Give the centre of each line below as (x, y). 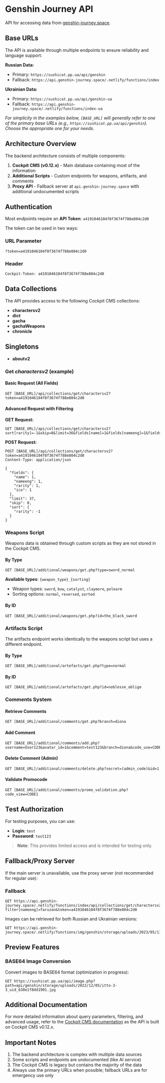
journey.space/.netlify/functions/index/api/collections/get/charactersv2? (84, 905)
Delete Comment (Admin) (32, 758)
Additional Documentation (46, 1005)
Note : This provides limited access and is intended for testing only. (85, 846)
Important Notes (31, 1042)
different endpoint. (24, 644)
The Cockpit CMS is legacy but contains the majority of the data (77, 1065)
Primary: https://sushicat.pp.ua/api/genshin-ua (62, 99)
